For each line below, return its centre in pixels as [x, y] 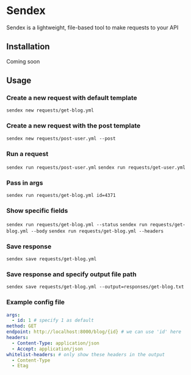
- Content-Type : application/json [56, 343]
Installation [28, 47]
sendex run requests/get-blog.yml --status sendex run [77, 224]
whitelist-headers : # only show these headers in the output [86, 354]
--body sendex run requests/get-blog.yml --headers [97, 231]
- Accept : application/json [48, 349]
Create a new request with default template [72, 98]
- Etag [20, 366]
